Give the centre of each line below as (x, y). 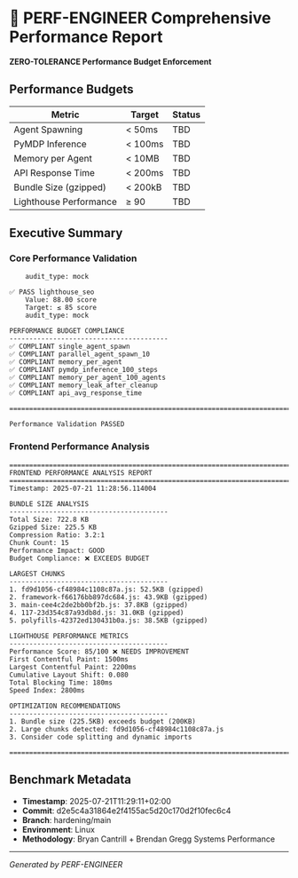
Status (187, 115)
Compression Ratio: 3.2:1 (57, 535)
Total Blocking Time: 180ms (61, 683)
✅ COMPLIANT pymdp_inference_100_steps (83, 370)
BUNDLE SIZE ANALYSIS (49, 504)
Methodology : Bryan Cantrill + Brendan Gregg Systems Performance (149, 839)
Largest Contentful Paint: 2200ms (73, 667)
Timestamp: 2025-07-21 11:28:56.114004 (83, 488)
